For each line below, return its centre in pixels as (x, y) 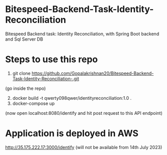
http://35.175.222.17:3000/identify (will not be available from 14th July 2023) (84, 147)
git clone (22, 73)
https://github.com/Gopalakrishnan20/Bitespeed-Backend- (93, 73)
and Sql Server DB (24, 39)
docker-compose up (34, 103)
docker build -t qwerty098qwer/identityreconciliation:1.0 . (72, 98)
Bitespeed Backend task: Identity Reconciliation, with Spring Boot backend (82, 34)
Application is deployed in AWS (72, 133)
